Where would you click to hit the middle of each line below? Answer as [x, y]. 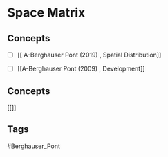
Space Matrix [46, 13]
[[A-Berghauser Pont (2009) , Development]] [81, 69]
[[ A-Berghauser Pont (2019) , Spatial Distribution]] [89, 55]
